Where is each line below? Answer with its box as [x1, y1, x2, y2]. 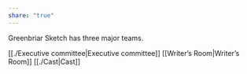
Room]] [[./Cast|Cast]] [8, 57, 81, 66]
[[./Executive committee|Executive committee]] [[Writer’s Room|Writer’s [8, 48, 240, 57]
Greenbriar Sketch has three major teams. [8, 33, 144, 43]
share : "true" [8, 11, 55, 20]
